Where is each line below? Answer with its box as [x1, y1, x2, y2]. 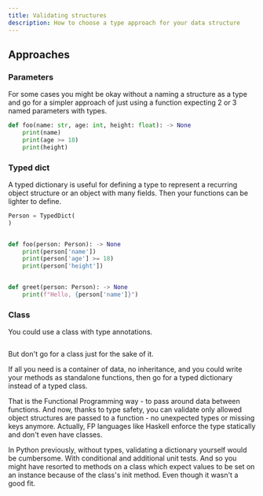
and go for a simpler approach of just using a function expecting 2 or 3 [8, 98, 237, 107]
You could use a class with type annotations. [8, 328, 153, 337]
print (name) [22, 129, 61, 137]
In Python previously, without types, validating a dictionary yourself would [8, 446, 247, 455]
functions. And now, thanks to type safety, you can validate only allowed [8, 405, 242, 414]
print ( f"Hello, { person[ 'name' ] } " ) [22, 291, 139, 299]
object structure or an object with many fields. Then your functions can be [8, 188, 249, 198]
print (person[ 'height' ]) [22, 262, 104, 270]
